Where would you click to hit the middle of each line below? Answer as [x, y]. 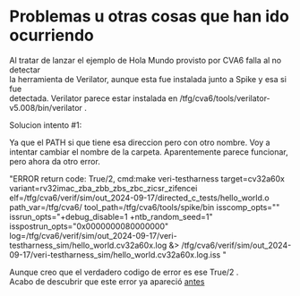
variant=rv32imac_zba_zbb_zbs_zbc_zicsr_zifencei [103, 188]
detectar [25, 70]
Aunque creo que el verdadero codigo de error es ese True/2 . [124, 272]
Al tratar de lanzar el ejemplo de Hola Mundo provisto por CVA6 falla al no [146, 60]
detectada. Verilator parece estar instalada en [94, 98]
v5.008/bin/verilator [46, 107]
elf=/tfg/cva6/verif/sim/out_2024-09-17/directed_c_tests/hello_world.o [140, 198]
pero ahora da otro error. [55, 161]
